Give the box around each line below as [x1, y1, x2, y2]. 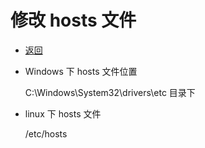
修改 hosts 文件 [10, 9, 137, 32]
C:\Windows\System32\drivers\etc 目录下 [24, 86, 196, 98]
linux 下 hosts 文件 [24, 107, 102, 120]
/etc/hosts [24, 127, 68, 140]
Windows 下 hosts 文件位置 [24, 65, 138, 77]
